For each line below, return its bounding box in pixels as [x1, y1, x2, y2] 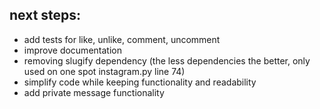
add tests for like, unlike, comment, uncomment [23, 33, 221, 45]
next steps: [9, 7, 82, 24]
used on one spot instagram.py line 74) [23, 65, 186, 77]
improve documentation [23, 44, 122, 56]
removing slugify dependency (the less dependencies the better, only [23, 54, 311, 67]
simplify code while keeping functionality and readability [23, 76, 257, 88]
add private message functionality [23, 86, 165, 98]
